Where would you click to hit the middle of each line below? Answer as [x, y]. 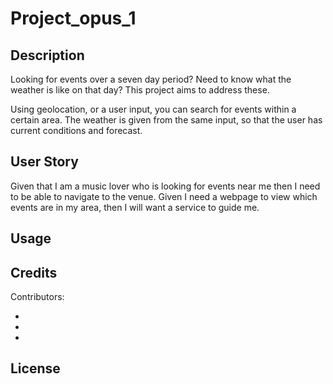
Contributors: [37, 297]
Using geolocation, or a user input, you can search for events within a [153, 109]
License [35, 368]
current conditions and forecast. [76, 130]
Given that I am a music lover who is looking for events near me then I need [165, 186]
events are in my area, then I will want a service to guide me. [135, 207]
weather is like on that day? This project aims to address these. [140, 90]
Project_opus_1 [73, 18]
